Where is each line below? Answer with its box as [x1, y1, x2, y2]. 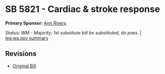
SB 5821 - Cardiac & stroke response [5, 3, 160, 15]
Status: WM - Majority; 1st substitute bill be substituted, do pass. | [5, 29, 142, 35]
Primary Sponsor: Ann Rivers [5, 20, 67, 26]
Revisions [5, 49, 37, 58]
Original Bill [12, 62, 37, 68]
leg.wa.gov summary [5, 35, 49, 41]
